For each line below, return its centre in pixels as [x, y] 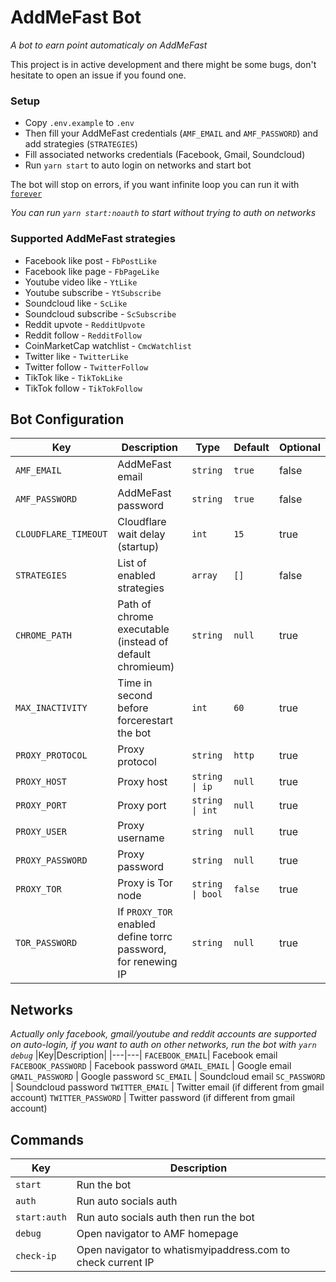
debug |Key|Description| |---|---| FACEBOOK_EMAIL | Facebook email [144, 1055]
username [141, 838]
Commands [47, 1139]
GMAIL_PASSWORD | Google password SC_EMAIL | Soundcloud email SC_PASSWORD [168, 1077]
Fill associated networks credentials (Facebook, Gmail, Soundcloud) [165, 155]
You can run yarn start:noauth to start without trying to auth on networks [163, 213]
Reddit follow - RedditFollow [83, 335]
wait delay [141, 534]
